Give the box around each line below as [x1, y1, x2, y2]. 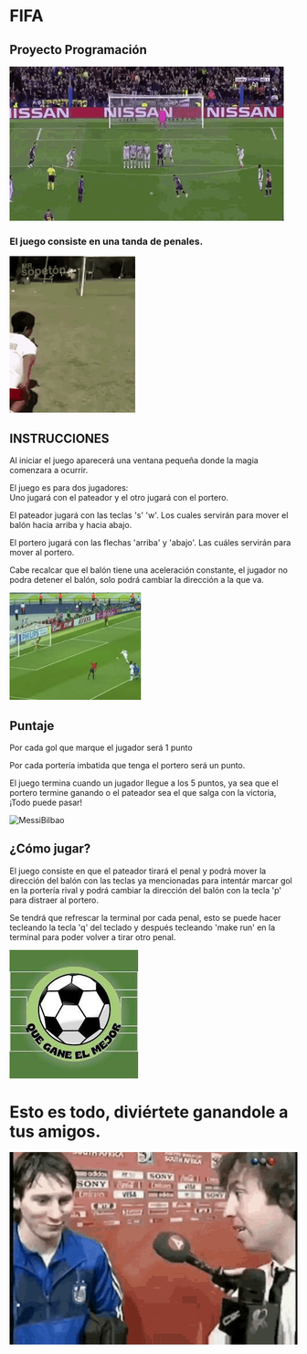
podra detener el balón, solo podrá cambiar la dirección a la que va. [9, 575, 265, 586]
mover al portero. [9, 547, 75, 558]
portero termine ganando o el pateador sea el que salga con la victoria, [9, 787, 277, 798]
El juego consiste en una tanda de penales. [9, 235, 204, 248]
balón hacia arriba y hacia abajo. [9, 520, 132, 531]
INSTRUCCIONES [9, 430, 110, 446]
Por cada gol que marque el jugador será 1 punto [9, 742, 194, 753]
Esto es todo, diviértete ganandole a [9, 1102, 289, 1122]
